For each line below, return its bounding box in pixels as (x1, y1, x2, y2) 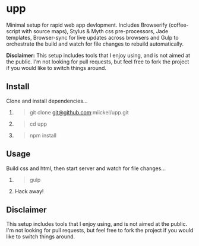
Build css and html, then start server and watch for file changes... (6, 165, 166, 172)
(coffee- (168, 21, 189, 28)
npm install (29, 132, 56, 139)
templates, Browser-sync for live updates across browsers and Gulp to (6, 34, 179, 41)
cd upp (29, 120, 48, 127)
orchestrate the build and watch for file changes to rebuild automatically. (6, 40, 184, 47)
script (6, 27, 21, 34)
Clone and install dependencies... (6, 97, 88, 104)
